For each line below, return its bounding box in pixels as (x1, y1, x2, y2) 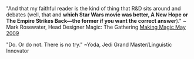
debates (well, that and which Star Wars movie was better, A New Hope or (6, 11, 188, 18)
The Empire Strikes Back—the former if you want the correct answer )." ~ (6, 18, 187, 24)
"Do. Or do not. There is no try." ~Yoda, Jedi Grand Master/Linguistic (6, 41, 172, 48)
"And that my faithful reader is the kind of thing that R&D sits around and (6, 5, 181, 12)
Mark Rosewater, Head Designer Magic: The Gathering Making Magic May (6, 23, 186, 30)
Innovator (6, 47, 29, 54)
